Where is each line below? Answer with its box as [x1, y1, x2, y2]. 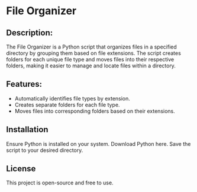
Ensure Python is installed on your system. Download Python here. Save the [6, 140, 191, 147]
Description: [6, 28, 53, 38]
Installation [6, 125, 49, 135]
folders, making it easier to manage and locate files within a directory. [6, 62, 176, 69]
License [6, 164, 36, 174]
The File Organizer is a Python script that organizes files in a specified [6, 43, 177, 50]
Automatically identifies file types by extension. [14, 95, 130, 102]
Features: [6, 79, 43, 89]
